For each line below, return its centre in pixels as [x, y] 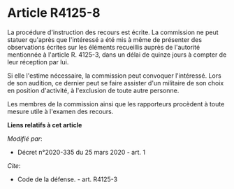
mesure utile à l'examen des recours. [60, 111]
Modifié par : [25, 139]
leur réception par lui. [38, 62]
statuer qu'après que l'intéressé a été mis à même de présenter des [105, 39]
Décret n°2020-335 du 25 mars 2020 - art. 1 [81, 152]
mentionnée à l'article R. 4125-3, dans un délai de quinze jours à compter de [117, 55]
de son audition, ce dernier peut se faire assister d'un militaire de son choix [116, 83]
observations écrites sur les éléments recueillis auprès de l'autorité [104, 47]
